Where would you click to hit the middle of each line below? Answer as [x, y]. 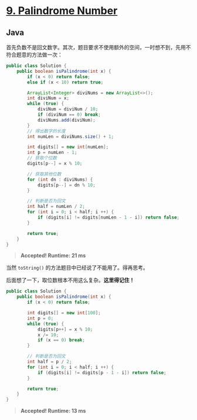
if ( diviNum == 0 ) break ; [69, 115]
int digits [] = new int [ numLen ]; [68, 147]
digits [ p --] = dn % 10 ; [66, 185]
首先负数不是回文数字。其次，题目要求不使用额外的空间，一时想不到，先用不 [98, 47]
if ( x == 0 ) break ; [61, 340]
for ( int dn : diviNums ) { [60, 179]
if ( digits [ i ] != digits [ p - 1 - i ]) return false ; [102, 372]
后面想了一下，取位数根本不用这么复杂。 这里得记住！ [70, 280]
